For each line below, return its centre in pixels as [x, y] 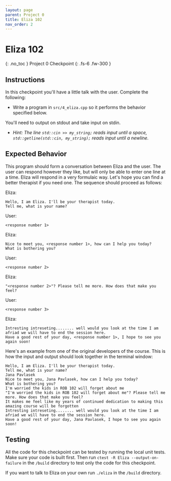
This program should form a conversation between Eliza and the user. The [83, 166]
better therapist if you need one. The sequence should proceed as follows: [84, 182]
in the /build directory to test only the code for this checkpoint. [89, 463]
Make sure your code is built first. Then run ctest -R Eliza [67, 457]
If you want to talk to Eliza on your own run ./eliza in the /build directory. [83, 472]
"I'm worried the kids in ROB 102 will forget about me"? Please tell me [86, 393]
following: [16, 97]
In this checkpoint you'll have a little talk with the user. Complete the [77, 92]
